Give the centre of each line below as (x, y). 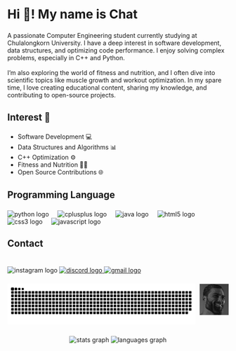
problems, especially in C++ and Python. (66, 58)
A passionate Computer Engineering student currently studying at (103, 36)
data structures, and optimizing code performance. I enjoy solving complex (116, 50)
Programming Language (61, 194)
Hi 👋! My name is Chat (73, 14)
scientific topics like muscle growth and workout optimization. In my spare (114, 81)
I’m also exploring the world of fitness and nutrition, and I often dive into (111, 73)
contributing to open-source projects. (61, 95)
